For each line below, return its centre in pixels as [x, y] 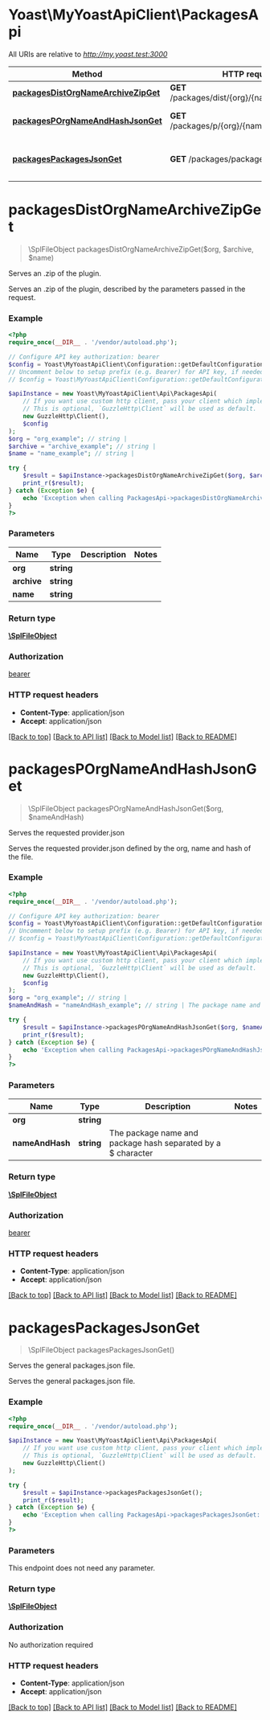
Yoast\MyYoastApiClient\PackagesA [134, 15]
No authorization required [51, 1644]
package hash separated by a [165, 1143]
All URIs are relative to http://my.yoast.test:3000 [88, 54]
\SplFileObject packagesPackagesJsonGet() [101, 1350]
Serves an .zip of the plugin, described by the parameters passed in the [127, 289]
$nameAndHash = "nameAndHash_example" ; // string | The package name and [135, 1006]
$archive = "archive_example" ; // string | [82, 446]
